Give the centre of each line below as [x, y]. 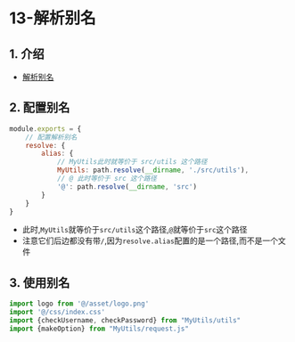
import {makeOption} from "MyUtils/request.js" [99, 329]
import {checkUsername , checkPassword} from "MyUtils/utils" [125, 321]
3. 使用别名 [40, 283]
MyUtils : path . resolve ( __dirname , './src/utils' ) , [153, 170]
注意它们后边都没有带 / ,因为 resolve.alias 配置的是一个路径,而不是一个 [150, 240]
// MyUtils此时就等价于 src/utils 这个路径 [132, 162]
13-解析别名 [53, 18]
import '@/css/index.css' [57, 313]
